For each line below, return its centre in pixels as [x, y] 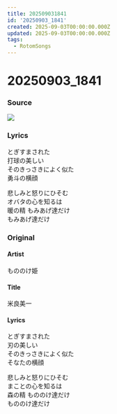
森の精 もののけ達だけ [39, 395]
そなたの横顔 [25, 363]
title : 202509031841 [37, 14]
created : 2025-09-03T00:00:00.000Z [59, 27]
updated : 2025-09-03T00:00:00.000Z [59, 33]
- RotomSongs [32, 46]
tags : [15, 40]
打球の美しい [25, 160]
